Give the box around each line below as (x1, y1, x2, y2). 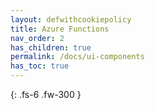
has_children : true (10, 42, 92, 53)
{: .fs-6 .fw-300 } (10, 89, 82, 100)
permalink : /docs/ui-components (10, 52, 145, 62)
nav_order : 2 (10, 33, 65, 43)
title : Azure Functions (10, 24, 110, 34)
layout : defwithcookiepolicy (10, 14, 132, 25)
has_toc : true (10, 61, 70, 71)
